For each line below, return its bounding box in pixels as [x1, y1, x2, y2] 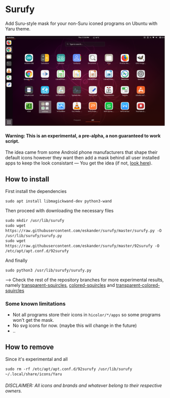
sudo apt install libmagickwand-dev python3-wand [5, 198, 112, 204]
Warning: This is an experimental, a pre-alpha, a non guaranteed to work [5, 132, 161, 139]
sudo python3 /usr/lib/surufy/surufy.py [5, 268, 92, 273]
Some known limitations [5, 300, 66, 307]
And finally [5, 257, 28, 263]
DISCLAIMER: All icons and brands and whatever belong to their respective [5, 382, 162, 388]
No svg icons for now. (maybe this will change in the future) [12, 322, 137, 328]
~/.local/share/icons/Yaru [5, 372, 62, 377]
